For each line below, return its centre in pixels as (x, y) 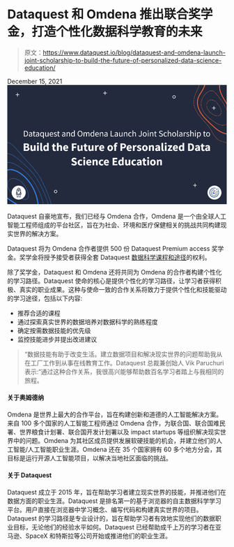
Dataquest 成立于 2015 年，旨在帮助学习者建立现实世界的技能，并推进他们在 (117, 492)
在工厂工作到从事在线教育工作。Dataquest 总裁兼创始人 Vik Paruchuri (124, 363)
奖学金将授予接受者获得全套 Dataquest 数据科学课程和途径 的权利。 (115, 257)
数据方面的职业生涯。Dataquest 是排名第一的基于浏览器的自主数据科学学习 (114, 501)
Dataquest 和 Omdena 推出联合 (98, 14)
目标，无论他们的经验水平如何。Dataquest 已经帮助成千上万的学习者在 (114, 527)
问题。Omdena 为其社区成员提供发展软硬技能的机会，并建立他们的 (121, 440)
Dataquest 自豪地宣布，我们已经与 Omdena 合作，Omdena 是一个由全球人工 (117, 216)
